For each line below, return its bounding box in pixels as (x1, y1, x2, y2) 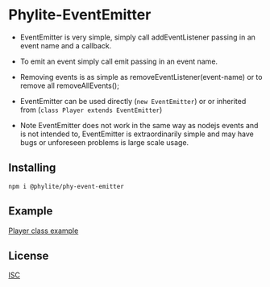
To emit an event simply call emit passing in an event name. (19, 56, 218, 66)
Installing (8, 161, 56, 175)
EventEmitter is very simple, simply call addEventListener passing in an (19, 32, 256, 42)
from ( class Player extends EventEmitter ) (19, 105, 163, 114)
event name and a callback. (19, 40, 112, 50)
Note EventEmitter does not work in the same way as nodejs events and (19, 120, 259, 130)
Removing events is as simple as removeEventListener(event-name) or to (19, 72, 263, 81)
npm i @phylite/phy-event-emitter (8, 182, 125, 190)
